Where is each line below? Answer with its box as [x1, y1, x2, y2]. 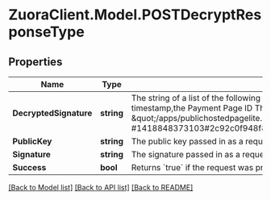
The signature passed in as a [131, 149, 240, 160]
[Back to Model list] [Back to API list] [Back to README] [8, 183, 194, 192]
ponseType [8, 23, 85, 41]
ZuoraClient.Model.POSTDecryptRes [8, 6, 262, 24]
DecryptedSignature [12, 107, 93, 119]
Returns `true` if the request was [131, 162, 254, 173]
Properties [8, 55, 63, 69]
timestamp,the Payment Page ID [131, 102, 253, 114]
